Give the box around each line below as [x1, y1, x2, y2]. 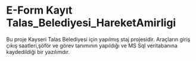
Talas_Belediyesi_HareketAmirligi [6, 16, 176, 30]
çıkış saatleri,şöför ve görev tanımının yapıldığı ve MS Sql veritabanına [6, 42, 178, 49]
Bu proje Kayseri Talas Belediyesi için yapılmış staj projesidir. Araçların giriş [6, 36, 191, 43]
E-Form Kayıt [6, 4, 73, 17]
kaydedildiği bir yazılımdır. [6, 48, 70, 55]
